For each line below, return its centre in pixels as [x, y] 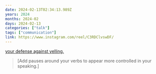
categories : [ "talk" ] [27, 28]
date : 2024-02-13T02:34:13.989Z [38, 10]
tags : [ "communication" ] [31, 33]
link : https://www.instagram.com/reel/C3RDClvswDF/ [59, 37]
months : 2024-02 [22, 19]
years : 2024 [17, 14]
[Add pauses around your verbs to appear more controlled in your [84, 61]
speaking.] [28, 66]
